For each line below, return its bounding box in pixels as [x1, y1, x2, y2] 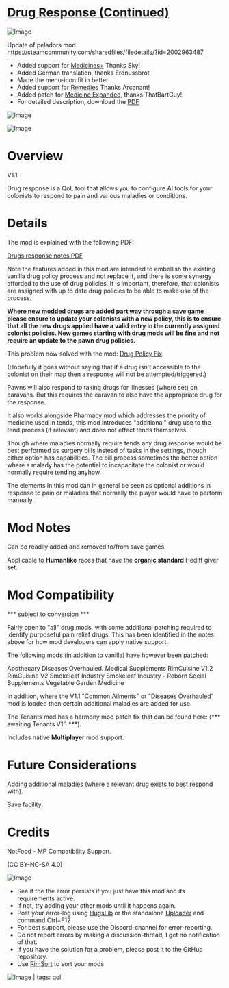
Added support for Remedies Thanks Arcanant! [16, 83, 150, 91]
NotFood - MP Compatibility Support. [7, 847, 112, 855]
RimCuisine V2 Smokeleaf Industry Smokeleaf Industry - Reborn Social [7, 671, 206, 680]
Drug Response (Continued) [7, 5, 170, 21]
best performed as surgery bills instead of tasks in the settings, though [7, 446, 207, 454]
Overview [7, 149, 64, 164]
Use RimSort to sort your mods [16, 959, 105, 967]
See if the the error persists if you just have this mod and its [16, 887, 186, 895]
